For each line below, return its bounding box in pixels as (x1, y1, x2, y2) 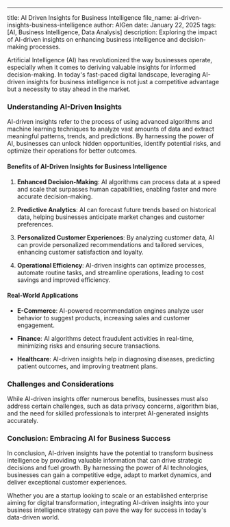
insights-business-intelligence (7, 21, 92, 29)
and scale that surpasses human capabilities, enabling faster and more (16, 185, 217, 193)
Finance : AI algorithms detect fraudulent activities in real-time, (16, 334, 194, 342)
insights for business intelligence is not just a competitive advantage (26, 78, 220, 86)
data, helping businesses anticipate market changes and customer (16, 213, 205, 221)
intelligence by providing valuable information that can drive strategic (7, 457, 203, 465)
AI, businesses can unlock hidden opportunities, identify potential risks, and (7, 140, 221, 148)
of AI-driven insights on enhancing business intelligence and (7, 36, 178, 43)
